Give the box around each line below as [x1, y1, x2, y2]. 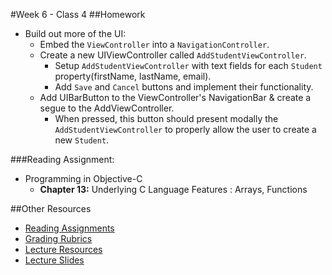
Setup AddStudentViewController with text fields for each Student [54, 60, 323, 71]
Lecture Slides [24, 254, 85, 266]
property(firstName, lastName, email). [54, 70, 212, 82]
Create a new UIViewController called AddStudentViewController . [39, 49, 307, 61]
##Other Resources [10, 203, 92, 214]
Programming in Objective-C [24, 173, 143, 184]
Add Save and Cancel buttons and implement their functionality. [54, 81, 314, 93]
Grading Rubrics [24, 233, 93, 244]
